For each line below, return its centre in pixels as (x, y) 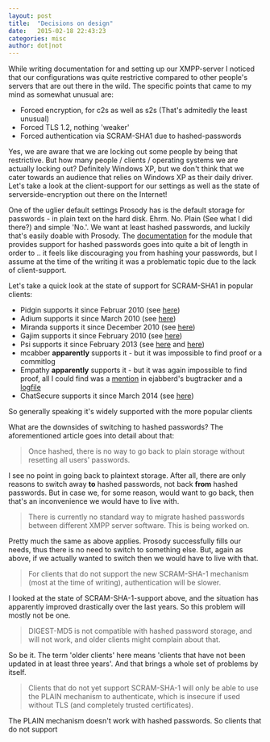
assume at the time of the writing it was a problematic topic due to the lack (132, 262)
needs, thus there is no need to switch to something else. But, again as (126, 550)
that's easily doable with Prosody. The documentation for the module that (130, 236)
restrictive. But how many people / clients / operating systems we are (123, 160)
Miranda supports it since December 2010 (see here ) (108, 327)
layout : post (30, 16)
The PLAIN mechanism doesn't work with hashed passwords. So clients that (135, 721)
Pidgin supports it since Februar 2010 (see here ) (100, 310)
